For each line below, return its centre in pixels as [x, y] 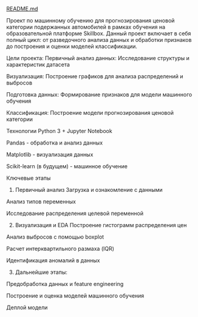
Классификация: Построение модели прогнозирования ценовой [90, 113]
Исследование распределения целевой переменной [75, 213]
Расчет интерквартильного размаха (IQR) [60, 249]
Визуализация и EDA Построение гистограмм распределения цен [101, 225]
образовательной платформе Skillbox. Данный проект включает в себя [99, 33]
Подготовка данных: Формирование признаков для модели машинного [99, 94]
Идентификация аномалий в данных [53, 260]
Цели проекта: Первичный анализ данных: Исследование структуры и [98, 58]
